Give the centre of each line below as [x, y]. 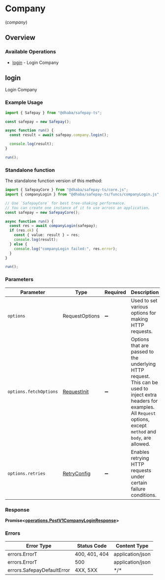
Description [145, 292]
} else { [18, 244]
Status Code [92, 546]
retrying [140, 458]
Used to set [144, 300]
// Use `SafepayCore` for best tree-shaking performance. [66, 203]
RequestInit [76, 391]
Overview [20, 38]
